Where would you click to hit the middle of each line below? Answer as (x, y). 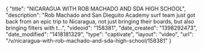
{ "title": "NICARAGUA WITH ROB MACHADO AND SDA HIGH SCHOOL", (96, 9)
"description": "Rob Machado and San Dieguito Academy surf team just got (101, 15)
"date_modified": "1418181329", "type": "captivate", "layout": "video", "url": (100, 34)
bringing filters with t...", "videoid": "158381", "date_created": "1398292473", (102, 28)
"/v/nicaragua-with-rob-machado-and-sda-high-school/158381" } (89, 41)
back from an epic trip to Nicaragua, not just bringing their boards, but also (100, 21)
